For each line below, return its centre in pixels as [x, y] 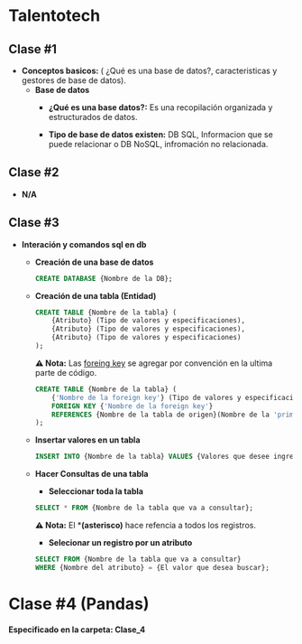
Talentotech [55, 16]
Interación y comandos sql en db [84, 244]
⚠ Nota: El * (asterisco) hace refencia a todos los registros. [145, 525]
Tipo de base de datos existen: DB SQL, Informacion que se [161, 135]
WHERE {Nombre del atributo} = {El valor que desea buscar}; [152, 567]
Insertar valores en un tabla [87, 440]
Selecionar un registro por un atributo [120, 542]
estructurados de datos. [93, 117]
